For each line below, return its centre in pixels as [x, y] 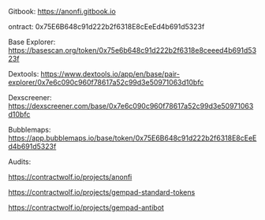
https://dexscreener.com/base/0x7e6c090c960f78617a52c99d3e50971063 [131, 106]
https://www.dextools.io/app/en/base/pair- [110, 74]
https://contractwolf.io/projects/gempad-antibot [86, 207]
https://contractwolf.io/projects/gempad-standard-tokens [102, 192]
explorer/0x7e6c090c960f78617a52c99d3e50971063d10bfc [106, 82]
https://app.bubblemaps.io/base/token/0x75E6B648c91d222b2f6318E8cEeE [132, 138]
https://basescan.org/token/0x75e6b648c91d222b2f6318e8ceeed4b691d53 [132, 50]
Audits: [20, 162]
